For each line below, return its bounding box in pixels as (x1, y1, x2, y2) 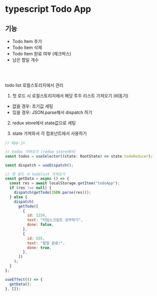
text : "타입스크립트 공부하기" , (27, 217, 83, 223)
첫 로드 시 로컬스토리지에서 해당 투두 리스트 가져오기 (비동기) (12, 93, 129, 98)
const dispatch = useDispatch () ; (5, 163, 74, 168)
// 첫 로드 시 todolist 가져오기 (5, 171, 65, 176)
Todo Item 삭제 (12, 44, 42, 50)
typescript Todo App (5, 3, 92, 15)
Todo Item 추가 (12, 39, 42, 44)
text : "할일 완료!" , (27, 241, 65, 246)
